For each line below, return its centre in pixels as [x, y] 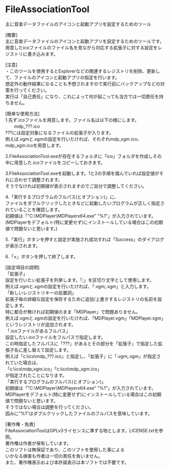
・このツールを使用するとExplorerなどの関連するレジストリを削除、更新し [83, 71]
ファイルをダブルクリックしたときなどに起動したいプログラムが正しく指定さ [85, 203]
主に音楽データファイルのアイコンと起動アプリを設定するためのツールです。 [85, 41]
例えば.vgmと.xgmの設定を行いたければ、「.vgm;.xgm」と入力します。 [78, 286]
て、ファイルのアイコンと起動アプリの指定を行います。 [62, 77]
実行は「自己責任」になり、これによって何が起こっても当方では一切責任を [82, 96]
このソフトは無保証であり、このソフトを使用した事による [65, 449]
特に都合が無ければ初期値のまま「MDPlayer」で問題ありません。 [73, 311]
